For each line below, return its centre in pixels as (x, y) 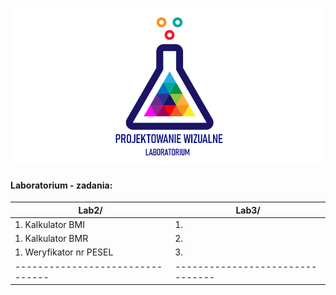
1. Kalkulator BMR (51, 239)
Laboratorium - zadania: (61, 185)
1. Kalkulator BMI (49, 224)
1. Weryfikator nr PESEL (64, 252)
